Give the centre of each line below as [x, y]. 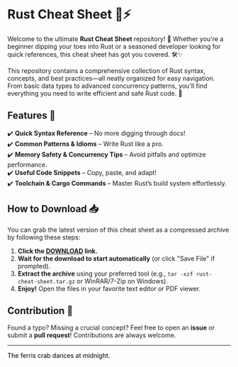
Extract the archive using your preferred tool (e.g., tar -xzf [105, 273]
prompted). [34, 266]
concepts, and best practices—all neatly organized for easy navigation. [111, 78]
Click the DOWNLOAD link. [57, 251]
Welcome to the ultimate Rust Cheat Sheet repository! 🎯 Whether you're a [115, 39]
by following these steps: [44, 237]
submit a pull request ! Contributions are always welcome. [92, 335]
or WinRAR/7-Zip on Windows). [123, 281]
